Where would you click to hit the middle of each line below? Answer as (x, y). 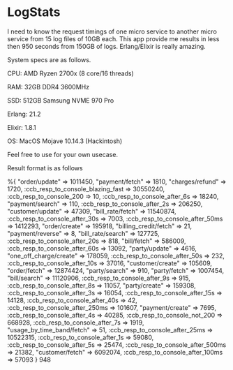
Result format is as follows (45, 168)
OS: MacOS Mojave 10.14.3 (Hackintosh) (65, 141)
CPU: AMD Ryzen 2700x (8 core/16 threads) (70, 73)
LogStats (34, 12)
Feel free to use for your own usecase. (63, 154)
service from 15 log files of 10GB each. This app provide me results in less (113, 38)
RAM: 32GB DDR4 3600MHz (48, 87)
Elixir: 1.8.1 (22, 127)
